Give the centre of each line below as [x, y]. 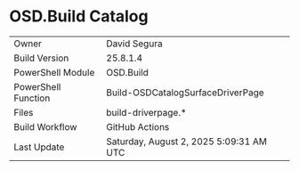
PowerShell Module [54, 72]
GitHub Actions [138, 126]
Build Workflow [45, 126]
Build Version [41, 58]
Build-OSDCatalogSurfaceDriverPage [185, 93]
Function [32, 98]
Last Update [39, 147]
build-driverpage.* [146, 112]
